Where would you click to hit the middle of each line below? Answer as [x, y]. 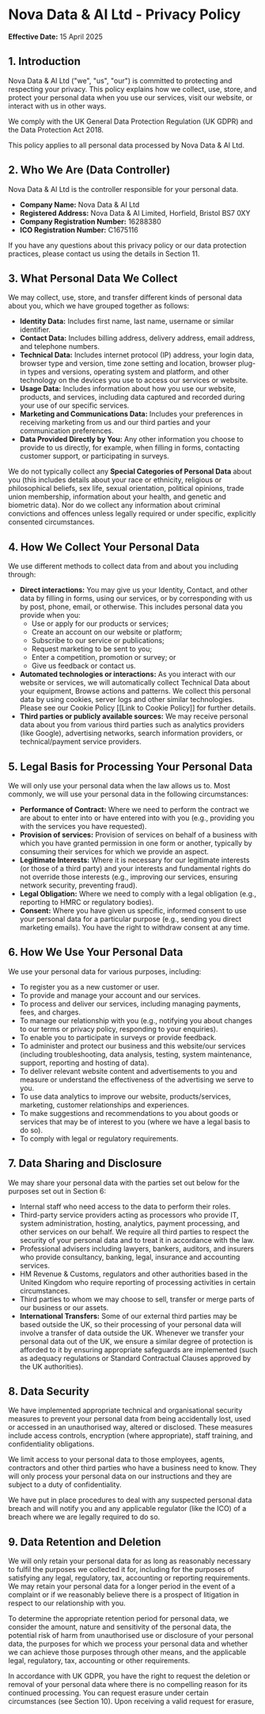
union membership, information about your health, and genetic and [117, 497]
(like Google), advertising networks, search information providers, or [131, 733]
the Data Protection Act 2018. [56, 129]
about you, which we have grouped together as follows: [99, 306]
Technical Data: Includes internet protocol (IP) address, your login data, [137, 355]
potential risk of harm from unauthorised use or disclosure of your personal [131, 1635]
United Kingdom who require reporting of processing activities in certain [137, 1282]
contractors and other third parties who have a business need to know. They [132, 1468]
